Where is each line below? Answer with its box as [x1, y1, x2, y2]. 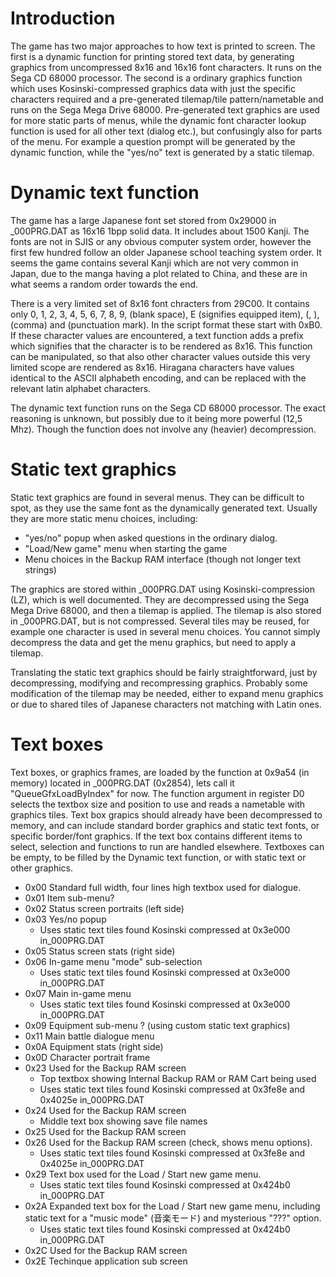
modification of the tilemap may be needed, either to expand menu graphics [10, 687, 324, 699]
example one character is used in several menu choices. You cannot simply [10, 625, 321, 637]
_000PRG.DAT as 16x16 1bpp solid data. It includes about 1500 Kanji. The [10, 225, 310, 237]
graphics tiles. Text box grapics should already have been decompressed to [10, 808, 323, 821]
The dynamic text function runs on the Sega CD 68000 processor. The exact [10, 402, 327, 414]
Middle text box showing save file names [39, 1115, 208, 1127]
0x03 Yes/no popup [24, 913, 107, 925]
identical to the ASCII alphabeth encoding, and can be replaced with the [10, 372, 307, 384]
